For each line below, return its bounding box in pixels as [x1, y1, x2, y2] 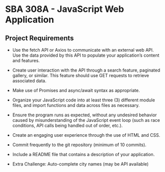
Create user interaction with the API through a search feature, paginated [12, 67, 161, 73]
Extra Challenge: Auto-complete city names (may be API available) [12, 161, 149, 167]
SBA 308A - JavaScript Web [5, 3, 124, 15]
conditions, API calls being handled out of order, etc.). [12, 123, 123, 128]
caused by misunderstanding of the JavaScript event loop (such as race [12, 117, 161, 123]
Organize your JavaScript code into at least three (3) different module [12, 97, 155, 103]
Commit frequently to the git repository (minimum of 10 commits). [12, 142, 147, 148]
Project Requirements [5, 34, 74, 42]
